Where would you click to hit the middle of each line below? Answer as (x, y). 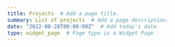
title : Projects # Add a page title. (63, 13)
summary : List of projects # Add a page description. (88, 20)
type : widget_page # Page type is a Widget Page (81, 33)
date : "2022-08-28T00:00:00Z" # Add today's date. (83, 26)
